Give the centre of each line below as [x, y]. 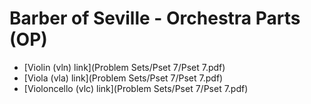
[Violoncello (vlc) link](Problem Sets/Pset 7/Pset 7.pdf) [136, 88]
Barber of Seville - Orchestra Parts [155, 18]
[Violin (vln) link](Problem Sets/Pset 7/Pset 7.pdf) [124, 67]
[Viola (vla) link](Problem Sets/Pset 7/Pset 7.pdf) [123, 78]
